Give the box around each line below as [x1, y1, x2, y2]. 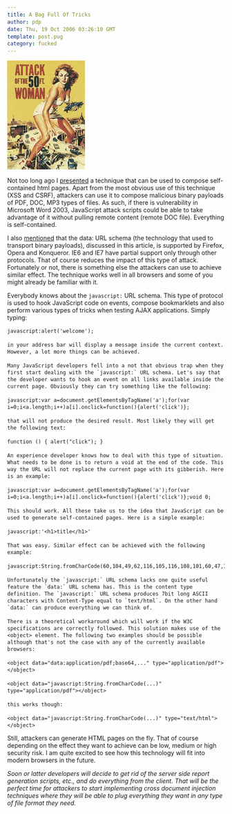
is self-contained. [7, 221, 57, 229]
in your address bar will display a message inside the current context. [7, 342, 224, 349]
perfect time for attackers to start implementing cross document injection [7, 784, 216, 793]
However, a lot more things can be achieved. [7, 349, 140, 355]
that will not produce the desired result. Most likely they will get [7, 418, 215, 425]
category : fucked [7, 40, 57, 48]
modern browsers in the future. [7, 756, 96, 764]
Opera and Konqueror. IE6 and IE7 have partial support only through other [7, 249, 217, 257]
